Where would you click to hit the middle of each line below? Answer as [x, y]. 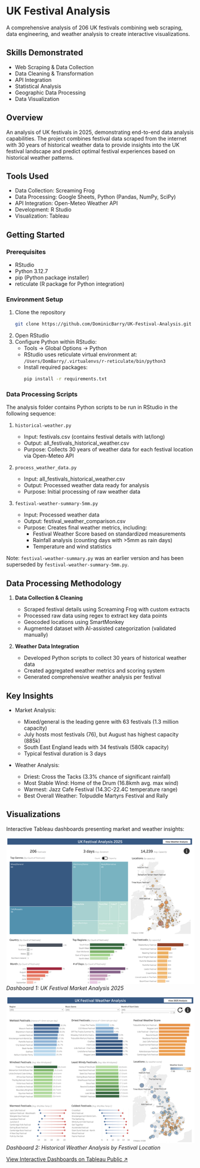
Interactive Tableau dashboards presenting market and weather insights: [96, 828]
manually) [36, 635]
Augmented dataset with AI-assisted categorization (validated [100, 628]
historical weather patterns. [40, 157]
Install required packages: [56, 367]
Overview [25, 118]
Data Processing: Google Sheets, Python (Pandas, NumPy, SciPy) [95, 197]
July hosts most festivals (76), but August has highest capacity [101, 735]
